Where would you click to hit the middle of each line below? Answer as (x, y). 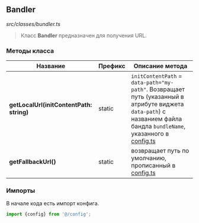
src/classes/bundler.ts (33, 24)
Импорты (21, 190)
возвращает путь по (160, 151)
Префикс (112, 66)
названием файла (157, 119)
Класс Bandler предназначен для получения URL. (84, 35)
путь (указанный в (158, 97)
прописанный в (153, 166)
